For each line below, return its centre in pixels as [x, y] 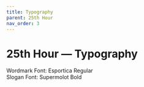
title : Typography [30, 12]
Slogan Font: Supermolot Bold [44, 77]
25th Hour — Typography [72, 54]
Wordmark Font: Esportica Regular [50, 70]
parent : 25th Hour [30, 18]
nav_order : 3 [23, 23]
